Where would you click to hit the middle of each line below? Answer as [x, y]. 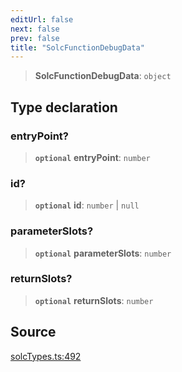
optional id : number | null [87, 205]
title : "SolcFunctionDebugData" [77, 47]
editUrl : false [42, 19]
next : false [35, 29]
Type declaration [64, 107]
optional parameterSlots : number [103, 253]
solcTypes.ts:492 [46, 356]
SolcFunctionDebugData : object [103, 76]
